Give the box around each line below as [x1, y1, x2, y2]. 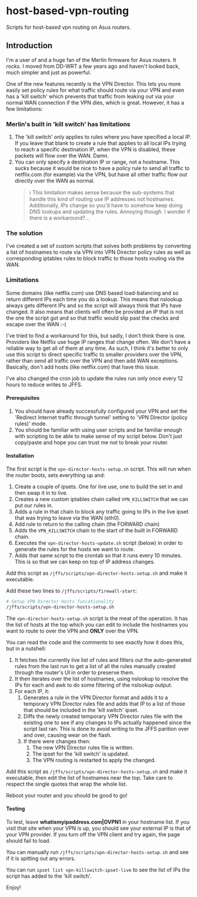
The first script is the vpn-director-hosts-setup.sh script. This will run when [6, 465, 191, 472]
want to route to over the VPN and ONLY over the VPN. [6, 627, 139, 634]
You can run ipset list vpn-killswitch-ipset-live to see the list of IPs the [6, 866, 190, 873]
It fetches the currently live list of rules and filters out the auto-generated [14, 656, 192, 663]
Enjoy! [6, 884, 22, 891]
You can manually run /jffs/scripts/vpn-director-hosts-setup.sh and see [6, 849, 189, 855]
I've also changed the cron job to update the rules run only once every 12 [6, 375, 183, 382]
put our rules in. [14, 502, 54, 509]
